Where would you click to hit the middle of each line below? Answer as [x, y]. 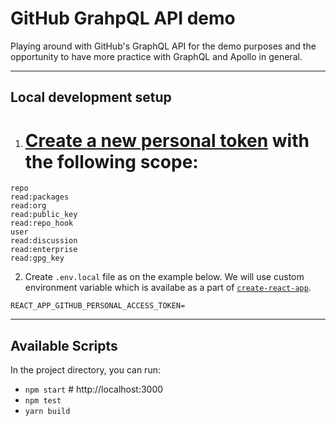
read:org [28, 206]
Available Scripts [64, 345]
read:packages [40, 197]
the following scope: [111, 161]
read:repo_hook [42, 223]
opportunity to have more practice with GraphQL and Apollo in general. [156, 56]
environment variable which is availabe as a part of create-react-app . [168, 288]
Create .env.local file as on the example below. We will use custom [164, 277]
